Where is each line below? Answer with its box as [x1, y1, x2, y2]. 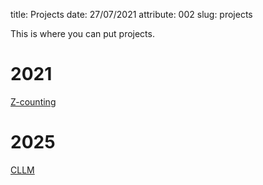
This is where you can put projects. [10, 28, 155, 39]
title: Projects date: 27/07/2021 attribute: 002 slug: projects [10, 9, 253, 20]
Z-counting [10, 95, 57, 108]
